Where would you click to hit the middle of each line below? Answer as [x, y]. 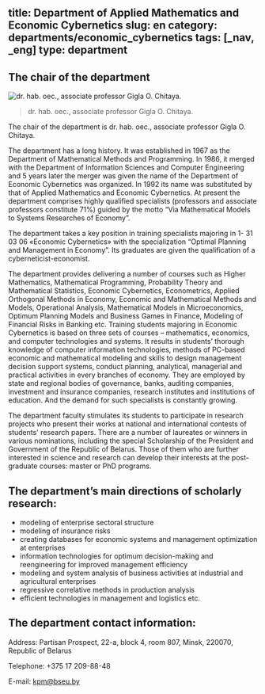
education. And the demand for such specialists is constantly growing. [123, 400]
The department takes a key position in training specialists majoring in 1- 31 [131, 234]
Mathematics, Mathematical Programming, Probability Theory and [115, 282]
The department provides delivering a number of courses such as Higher [127, 274]
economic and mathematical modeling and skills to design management [125, 358]
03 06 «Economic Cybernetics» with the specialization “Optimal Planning [127, 242]
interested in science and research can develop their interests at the [119, 458]
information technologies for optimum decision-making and [116, 556]
